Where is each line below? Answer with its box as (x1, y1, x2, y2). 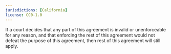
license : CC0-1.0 (5, 12, 42, 17)
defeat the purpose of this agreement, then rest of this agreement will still (5, 37, 161, 44)
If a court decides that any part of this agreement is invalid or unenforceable (5, 26, 166, 32)
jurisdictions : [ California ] (5, 7, 68, 13)
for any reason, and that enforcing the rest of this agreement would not (5, 32, 155, 38)
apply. (5, 43, 18, 49)
